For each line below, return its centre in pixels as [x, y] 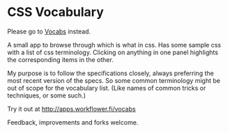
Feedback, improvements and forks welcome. [73, 122]
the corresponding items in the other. [60, 59]
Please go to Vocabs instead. [49, 31]
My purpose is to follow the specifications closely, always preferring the [111, 73]
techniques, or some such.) [46, 95]
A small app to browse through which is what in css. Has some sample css [114, 45]
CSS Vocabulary [56, 12]
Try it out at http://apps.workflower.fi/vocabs [71, 109]
